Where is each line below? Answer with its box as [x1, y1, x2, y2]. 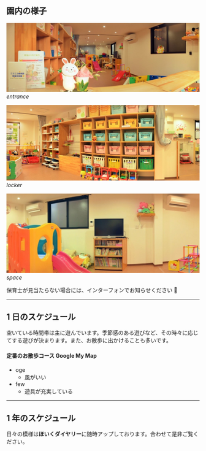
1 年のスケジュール [6, 413, 76, 423]
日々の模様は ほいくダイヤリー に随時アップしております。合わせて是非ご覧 [6, 430, 194, 438]
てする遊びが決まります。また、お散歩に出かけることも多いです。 [6, 337, 172, 344]
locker [6, 181, 23, 188]
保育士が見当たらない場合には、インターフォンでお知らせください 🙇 [6, 286, 178, 293]
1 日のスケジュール [6, 312, 76, 322]
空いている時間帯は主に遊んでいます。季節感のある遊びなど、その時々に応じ [6, 329, 199, 336]
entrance [6, 93, 29, 100]
